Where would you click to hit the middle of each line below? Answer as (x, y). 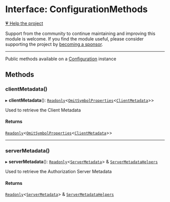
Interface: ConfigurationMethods (77, 9)
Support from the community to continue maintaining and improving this (80, 33)
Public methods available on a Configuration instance (61, 59)
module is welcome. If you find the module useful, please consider (75, 38)
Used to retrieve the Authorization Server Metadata (59, 172)
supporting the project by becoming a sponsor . (54, 44)
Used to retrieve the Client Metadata (43, 110)
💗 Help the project (24, 23)
